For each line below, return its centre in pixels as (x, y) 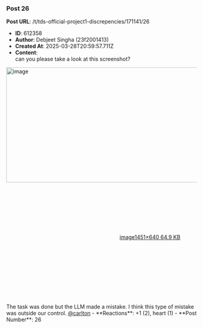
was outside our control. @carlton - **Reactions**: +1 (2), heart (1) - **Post (101, 313)
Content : (26, 53)
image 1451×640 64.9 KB (150, 237)
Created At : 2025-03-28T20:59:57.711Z (64, 46)
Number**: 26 (24, 320)
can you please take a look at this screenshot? (73, 59)
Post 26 (18, 8)
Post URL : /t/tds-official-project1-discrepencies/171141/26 (78, 22)
